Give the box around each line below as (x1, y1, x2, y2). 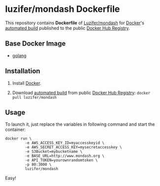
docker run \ (5, 136, 32, 141)
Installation (5, 67, 40, 75)
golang (12, 52, 27, 58)
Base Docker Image (5, 40, 66, 48)
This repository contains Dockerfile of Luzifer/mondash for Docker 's (5, 20, 144, 26)
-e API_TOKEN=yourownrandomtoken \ (25, 158, 98, 163)
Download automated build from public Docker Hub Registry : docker (12, 90, 151, 95)
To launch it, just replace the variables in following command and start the (5, 121, 155, 127)
